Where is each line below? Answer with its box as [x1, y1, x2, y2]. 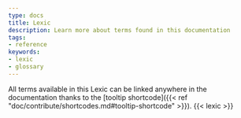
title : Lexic [8, 19, 51, 27]
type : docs [8, 11, 44, 20]
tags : [8, 33, 26, 42]
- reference [8, 41, 47, 49]
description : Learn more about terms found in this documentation [8, 26, 231, 34]
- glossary [8, 63, 44, 71]
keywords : [8, 48, 41, 56]
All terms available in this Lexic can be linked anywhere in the [8, 84, 207, 94]
